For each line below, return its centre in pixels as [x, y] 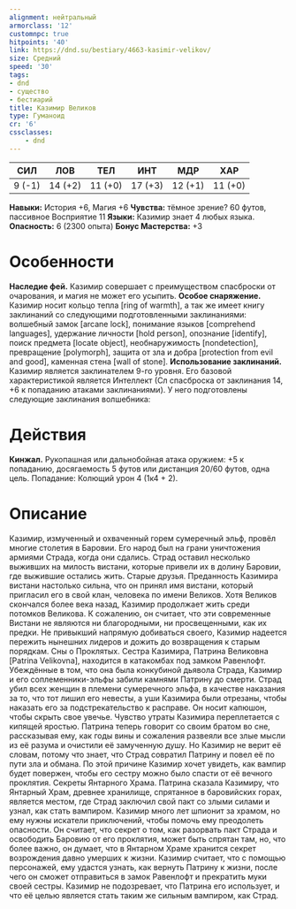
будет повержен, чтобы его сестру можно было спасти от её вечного [141, 773]
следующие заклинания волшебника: [80, 399]
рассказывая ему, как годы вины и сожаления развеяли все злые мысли [147, 736]
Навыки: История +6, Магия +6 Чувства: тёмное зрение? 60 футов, [138, 207]
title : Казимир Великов [53, 108]
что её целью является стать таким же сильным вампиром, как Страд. [144, 895]
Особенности [62, 261]
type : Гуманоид [37, 116]
